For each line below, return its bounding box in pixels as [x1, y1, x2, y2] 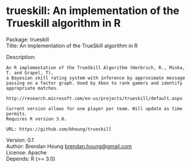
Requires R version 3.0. [6, 116, 67, 122]
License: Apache [6, 149, 47, 156]
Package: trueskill [6, 36, 49, 43]
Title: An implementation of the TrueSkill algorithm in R [6, 42, 138, 49]
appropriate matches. [6, 85, 59, 91]
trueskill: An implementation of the [6, 4, 180, 18]
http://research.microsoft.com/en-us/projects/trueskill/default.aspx [6, 95, 183, 101]
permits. [6, 111, 28, 116]
